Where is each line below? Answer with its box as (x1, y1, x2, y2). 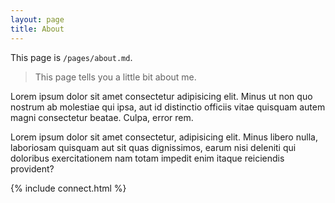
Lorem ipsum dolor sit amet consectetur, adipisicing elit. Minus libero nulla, (10, 131, 318, 143)
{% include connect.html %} (10, 182, 127, 194)
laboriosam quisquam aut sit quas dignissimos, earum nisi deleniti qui (10, 141, 297, 153)
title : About (10, 24, 65, 34)
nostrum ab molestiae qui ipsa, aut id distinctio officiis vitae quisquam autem (10, 101, 326, 113)
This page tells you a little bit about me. (34, 71, 197, 83)
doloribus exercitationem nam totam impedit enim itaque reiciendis (10, 152, 285, 164)
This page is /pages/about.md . (10, 51, 133, 63)
